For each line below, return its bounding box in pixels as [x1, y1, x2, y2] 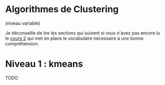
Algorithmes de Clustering [5, 4, 119, 15]
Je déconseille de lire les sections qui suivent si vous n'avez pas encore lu [5, 30, 160, 36]
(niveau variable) [5, 20, 40, 26]
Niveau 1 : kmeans [5, 58, 84, 70]
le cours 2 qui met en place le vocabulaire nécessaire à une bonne [5, 35, 144, 41]
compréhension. [5, 40, 39, 46]
